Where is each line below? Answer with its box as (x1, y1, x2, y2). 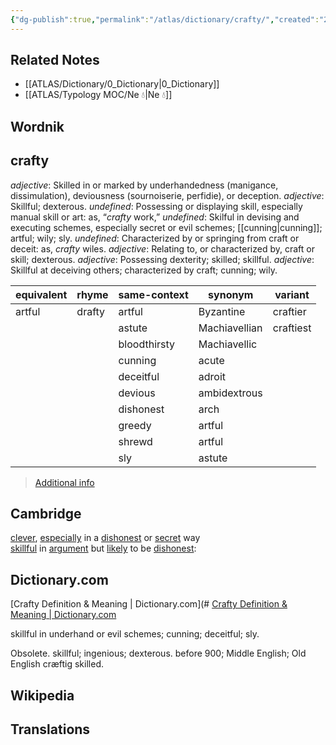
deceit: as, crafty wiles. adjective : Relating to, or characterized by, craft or (10, 242, 315, 255)
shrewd (118, 434, 153, 448)
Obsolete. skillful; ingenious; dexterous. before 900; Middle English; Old (10, 647, 307, 660)
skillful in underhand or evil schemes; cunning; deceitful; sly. (10, 628, 260, 640)
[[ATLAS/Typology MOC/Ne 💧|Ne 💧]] (24, 89, 173, 101)
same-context (118, 287, 189, 301)
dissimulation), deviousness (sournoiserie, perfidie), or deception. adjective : (10, 189, 325, 201)
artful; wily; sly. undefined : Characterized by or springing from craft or (10, 232, 300, 244)
